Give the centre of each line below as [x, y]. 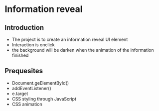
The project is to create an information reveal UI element [70, 39]
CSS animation [27, 104]
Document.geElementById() [40, 83]
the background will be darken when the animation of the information [83, 50]
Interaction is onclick [33, 45]
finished [20, 55]
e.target [20, 94]
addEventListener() [32, 88]
